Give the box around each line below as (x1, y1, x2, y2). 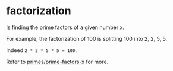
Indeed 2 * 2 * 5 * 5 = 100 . (6, 46, 77, 54)
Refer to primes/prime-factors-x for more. (6, 58, 109, 65)
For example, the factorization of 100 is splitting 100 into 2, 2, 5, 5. (6, 35, 168, 42)
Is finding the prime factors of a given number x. (6, 24, 125, 31)
